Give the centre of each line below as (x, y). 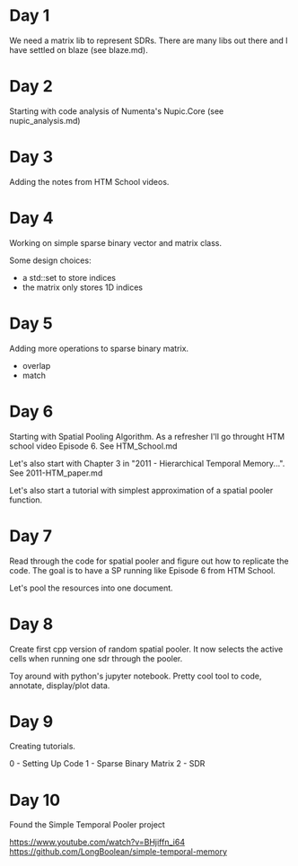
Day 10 (35, 800)
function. (26, 500)
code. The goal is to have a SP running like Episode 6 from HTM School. (142, 570)
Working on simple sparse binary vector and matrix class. (116, 242)
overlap (36, 365)
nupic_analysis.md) (45, 120)
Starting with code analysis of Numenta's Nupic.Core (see (117, 111)
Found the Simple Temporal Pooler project (88, 825)
